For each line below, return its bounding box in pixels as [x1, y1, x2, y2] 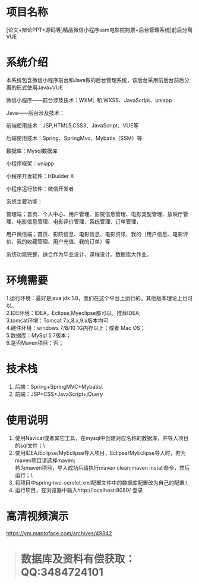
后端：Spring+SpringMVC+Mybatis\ [14, 383, 103, 390]
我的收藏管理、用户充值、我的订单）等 [16, 238, 110, 245]
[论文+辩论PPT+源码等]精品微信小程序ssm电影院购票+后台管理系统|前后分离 [6, 26, 193, 33]
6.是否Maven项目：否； [6, 339, 64, 346]
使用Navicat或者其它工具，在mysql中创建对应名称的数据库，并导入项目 [14, 434, 189, 441]
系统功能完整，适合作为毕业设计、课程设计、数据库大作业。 [6, 251, 152, 258]
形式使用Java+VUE [16, 84, 64, 91]
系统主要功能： [6, 198, 43, 205]
